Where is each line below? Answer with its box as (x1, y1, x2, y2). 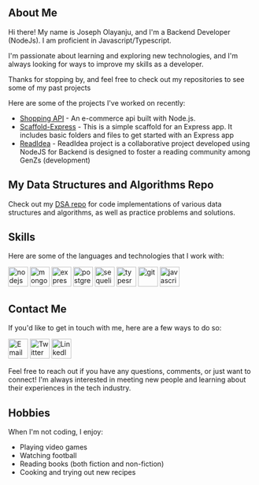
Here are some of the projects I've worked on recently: (8, 98, 186, 107)
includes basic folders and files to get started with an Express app (19, 130, 235, 140)
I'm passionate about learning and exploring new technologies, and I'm (8, 50, 239, 60)
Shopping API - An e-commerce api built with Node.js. (19, 114, 196, 123)
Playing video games (19, 442, 88, 452)
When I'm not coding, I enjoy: (8, 427, 104, 437)
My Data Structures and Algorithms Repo (8, 178, 214, 192)
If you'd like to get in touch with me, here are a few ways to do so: (8, 323, 222, 333)
